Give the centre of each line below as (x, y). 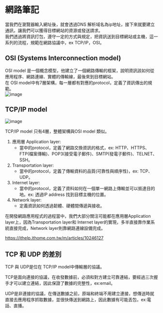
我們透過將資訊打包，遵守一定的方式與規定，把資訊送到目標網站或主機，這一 (81, 36)
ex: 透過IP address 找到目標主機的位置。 (68, 194)
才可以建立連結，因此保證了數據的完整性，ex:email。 (62, 283)
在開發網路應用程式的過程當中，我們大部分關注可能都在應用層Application (78, 216)
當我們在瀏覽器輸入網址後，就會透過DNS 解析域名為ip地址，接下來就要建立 (80, 24)
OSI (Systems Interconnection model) (63, 58)
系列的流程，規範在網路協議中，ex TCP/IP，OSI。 (55, 42)
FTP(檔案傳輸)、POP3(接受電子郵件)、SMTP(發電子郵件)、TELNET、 (88, 154)
